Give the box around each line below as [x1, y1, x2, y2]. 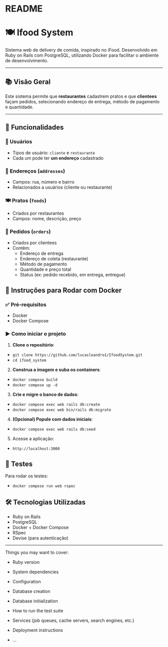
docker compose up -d [12, 382, 57, 388]
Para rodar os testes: [5, 473, 48, 479]
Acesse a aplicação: [12, 435, 54, 441]
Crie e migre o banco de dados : [12, 391, 79, 397]
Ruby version [12, 559, 40, 565]
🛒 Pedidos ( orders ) [5, 228, 51, 235]
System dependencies [12, 569, 59, 575]
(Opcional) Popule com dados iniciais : [12, 416, 93, 422]
